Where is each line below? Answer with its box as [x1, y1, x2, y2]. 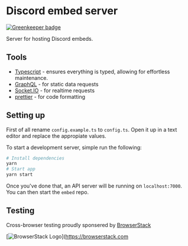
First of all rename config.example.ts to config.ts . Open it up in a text [6, 126, 177, 133]
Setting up [6, 111, 46, 121]
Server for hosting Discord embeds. [6, 35, 93, 42]
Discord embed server [6, 4, 118, 18]
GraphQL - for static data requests [14, 80, 99, 88]
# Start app [6, 166, 35, 172]
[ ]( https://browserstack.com [6, 232, 129, 240]
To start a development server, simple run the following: [6, 144, 142, 151]
